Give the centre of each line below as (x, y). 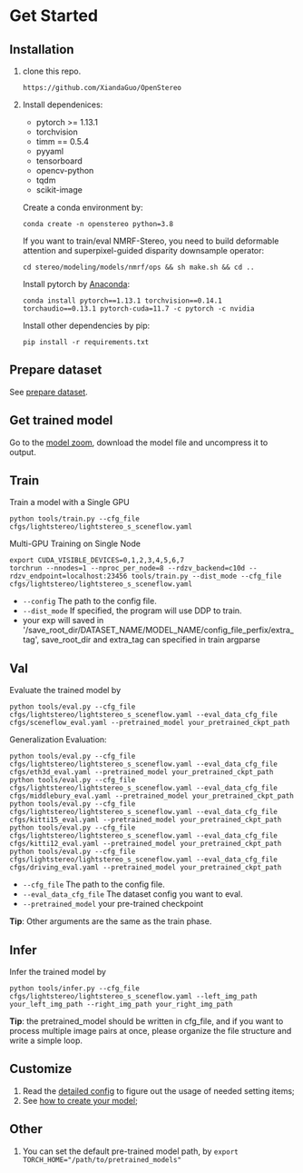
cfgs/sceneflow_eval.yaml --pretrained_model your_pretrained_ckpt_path (150, 723)
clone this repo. (52, 71)
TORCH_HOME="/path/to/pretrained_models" (102, 1159)
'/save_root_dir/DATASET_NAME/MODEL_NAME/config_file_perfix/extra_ (158, 630)
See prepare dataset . (49, 392)
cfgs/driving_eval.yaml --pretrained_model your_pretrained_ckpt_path (146, 868)
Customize (41, 1069)
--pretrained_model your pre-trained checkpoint (113, 904)
